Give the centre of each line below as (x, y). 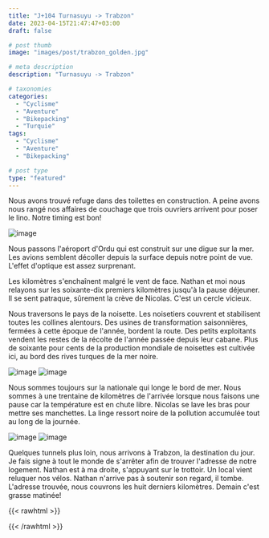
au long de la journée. (44, 422)
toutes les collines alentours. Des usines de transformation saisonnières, (128, 322)
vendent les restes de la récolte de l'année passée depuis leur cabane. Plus (133, 340)
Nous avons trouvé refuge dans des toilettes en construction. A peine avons (134, 200)
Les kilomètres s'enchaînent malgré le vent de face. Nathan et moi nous (127, 281)
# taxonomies (30, 89)
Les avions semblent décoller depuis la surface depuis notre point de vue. (130, 257)
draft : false (30, 30)
